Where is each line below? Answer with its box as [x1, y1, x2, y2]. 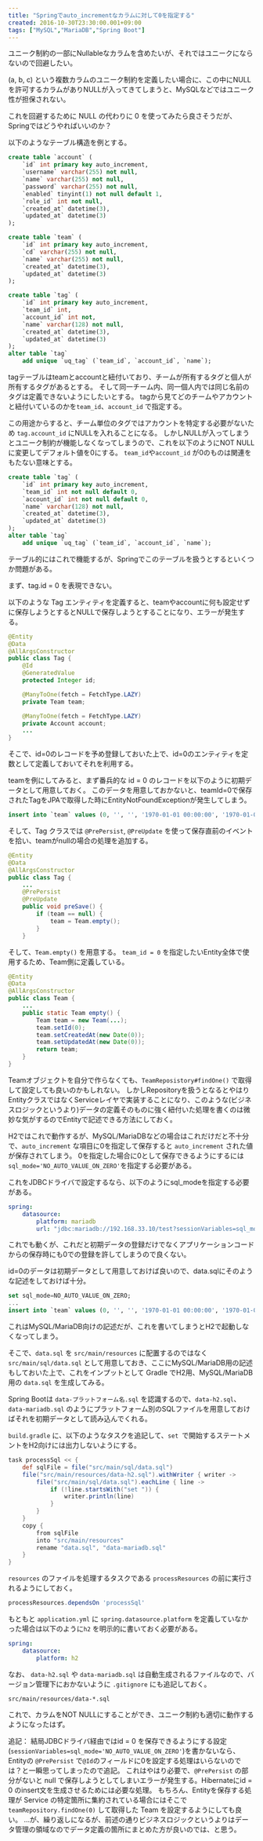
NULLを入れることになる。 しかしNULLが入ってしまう [74, 429, 250, 437]
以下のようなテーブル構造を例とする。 [8, 138, 131, 148]
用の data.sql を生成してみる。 [8, 1378, 109, 1386]
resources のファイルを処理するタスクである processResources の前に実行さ [8, 1573, 253, 1583]
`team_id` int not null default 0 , [22, 488, 139, 495]
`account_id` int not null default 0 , [22, 495, 149, 503]
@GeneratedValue [22, 669, 76, 678]
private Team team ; [22, 698, 86, 706]
